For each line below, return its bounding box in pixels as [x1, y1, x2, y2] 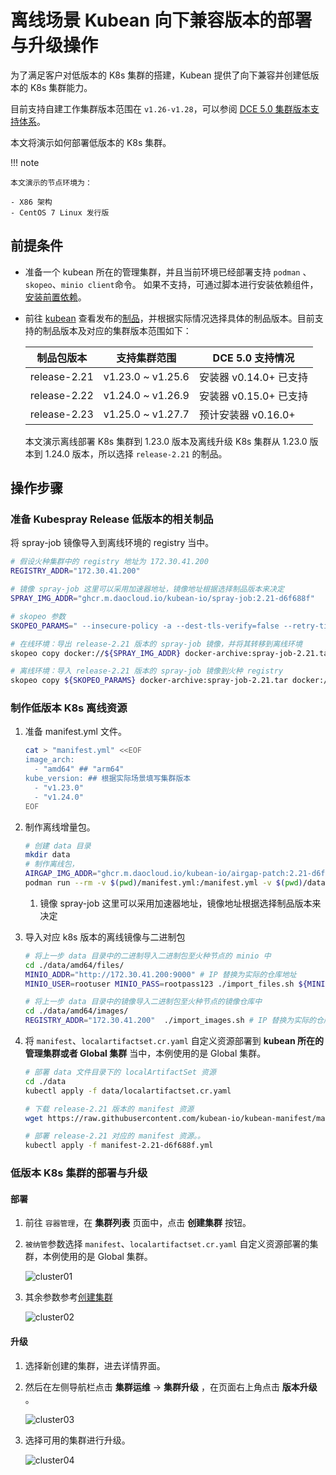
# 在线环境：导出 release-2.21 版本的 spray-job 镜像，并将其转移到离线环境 [10, 639, 303, 649]
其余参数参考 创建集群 [24, 1291, 113, 1303]
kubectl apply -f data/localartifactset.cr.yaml [24, 1086, 232, 1096]
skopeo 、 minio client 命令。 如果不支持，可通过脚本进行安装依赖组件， [24, 278, 319, 290]
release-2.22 [29, 388, 94, 402]
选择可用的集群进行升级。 [24, 1434, 131, 1446]
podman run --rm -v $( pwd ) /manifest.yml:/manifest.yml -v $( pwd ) [24, 878, 303, 888]
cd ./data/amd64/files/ [24, 960, 125, 970]
